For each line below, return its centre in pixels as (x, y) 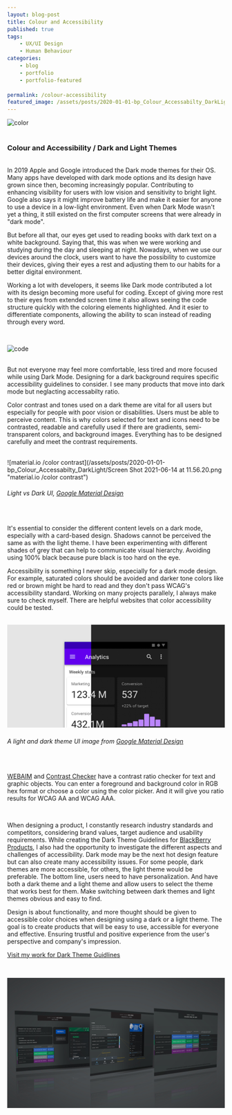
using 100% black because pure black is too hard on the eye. (94, 557)
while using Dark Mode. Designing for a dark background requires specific (113, 377)
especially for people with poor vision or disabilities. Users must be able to (113, 412)
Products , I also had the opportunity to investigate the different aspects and (115, 847)
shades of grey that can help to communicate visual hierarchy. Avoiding (109, 550)
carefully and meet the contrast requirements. (72, 442)
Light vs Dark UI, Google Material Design (66, 493)
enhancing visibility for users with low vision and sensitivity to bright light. (112, 192)
